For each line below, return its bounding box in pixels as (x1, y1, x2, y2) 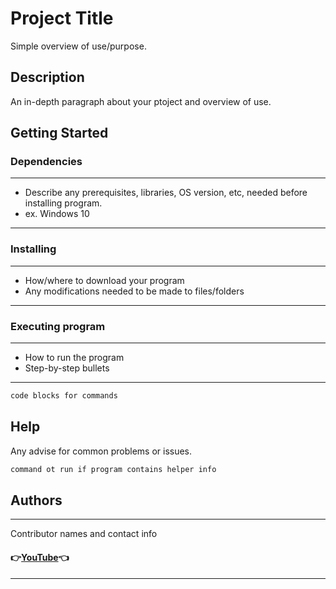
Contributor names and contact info (10, 528, 158, 540)
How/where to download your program (24, 274, 185, 286)
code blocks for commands (10, 391, 118, 401)
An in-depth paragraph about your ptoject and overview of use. (10, 95, 272, 107)
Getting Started (10, 125, 109, 142)
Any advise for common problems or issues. (10, 445, 193, 457)
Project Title (10, 7, 114, 30)
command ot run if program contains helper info (10, 464, 217, 474)
